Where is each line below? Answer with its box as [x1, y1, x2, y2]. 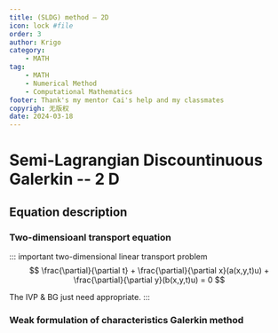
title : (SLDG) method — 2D [9, 12, 109, 22]
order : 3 [9, 29, 42, 38]
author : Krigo [9, 37, 62, 47]
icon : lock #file [9, 21, 74, 30]
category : [9, 46, 46, 55]
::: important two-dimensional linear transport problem [9, 251, 208, 262]
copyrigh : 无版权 [9, 104, 69, 113]
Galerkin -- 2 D [9, 170, 120, 189]
